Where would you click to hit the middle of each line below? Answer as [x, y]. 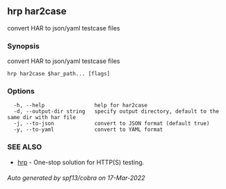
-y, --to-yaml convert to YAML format [88, 130]
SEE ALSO [25, 147]
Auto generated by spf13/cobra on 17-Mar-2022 [76, 178]
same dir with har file [42, 118]
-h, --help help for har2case [81, 106]
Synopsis [23, 46]
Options [21, 91]
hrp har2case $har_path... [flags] [59, 74]
